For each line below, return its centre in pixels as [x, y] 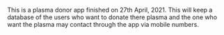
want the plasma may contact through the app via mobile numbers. [103, 24]
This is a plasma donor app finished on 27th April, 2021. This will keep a [110, 10]
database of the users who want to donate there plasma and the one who [112, 17]
